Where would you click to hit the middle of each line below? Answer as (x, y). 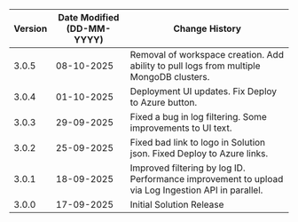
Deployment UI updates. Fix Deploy (204, 91)
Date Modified (89, 17)
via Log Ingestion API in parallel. (196, 190)
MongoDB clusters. (170, 77)
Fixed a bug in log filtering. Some (199, 117)
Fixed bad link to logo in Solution (198, 143)
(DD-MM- (88, 28)
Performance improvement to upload (207, 179)
